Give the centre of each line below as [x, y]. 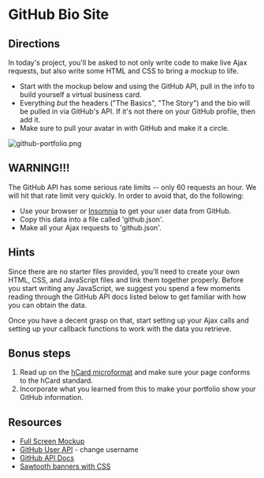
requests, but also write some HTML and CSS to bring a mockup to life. [123, 71]
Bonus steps [39, 354]
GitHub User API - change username [79, 450]
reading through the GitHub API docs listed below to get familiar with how [127, 297]
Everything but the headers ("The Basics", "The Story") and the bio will [135, 103]
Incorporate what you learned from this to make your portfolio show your [138, 389]
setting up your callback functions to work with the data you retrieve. [120, 328]
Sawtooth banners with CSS [65, 466]
